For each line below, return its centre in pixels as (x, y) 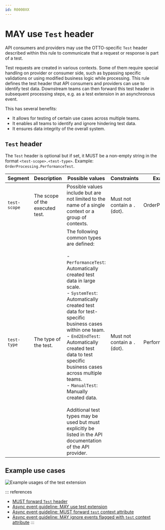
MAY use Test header (50, 34)
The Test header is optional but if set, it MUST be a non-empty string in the (81, 156)
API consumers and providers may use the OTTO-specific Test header (76, 48)
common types (84, 238)
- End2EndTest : (83, 336)
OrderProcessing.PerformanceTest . (40, 166)
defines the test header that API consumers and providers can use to (75, 83)
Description (48, 179)
